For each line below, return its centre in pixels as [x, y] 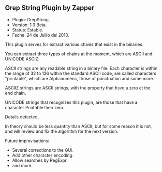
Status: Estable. [28, 30]
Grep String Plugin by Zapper [50, 8]
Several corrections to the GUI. [43, 150]
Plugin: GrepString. [31, 19]
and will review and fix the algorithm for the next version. [62, 131]
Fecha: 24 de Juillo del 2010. [41, 35]
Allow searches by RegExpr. [40, 160]
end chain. [15, 93]
